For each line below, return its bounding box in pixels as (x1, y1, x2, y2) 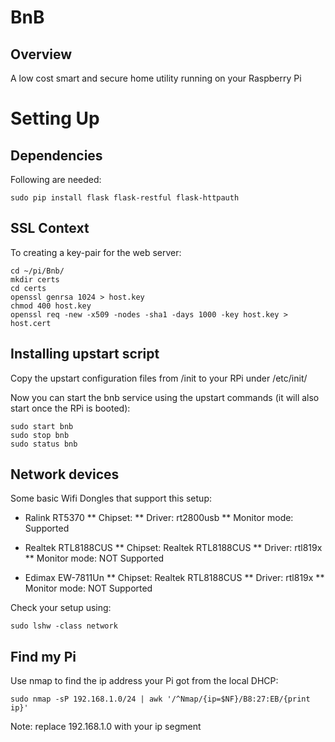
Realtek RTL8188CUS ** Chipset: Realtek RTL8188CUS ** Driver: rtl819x (24, 542, 323, 554)
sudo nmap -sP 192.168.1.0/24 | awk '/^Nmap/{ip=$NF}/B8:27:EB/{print (10, 694, 311, 705)
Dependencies (10, 147, 103, 164)
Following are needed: (10, 174, 102, 185)
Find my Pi (10, 648, 77, 665)
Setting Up (10, 107, 100, 130)
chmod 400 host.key (10, 301, 92, 311)
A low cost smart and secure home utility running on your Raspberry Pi (10, 72, 302, 84)
